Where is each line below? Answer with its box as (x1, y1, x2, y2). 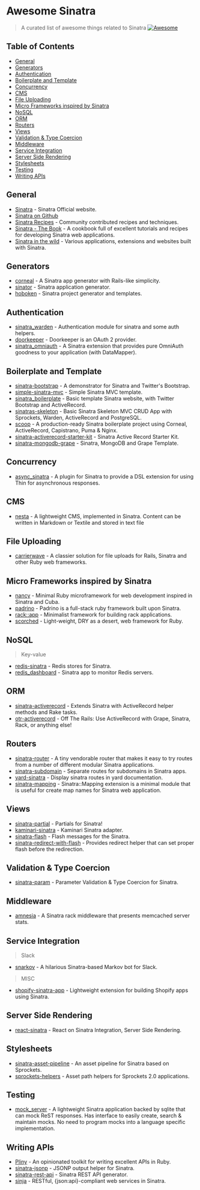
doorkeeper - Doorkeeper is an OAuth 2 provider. (14, 336, 137, 343)
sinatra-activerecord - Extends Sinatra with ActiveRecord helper (14, 702, 174, 709)
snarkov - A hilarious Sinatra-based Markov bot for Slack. (14, 963, 158, 970)
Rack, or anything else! (14, 721, 72, 728)
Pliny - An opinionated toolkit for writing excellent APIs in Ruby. (14, 1158, 171, 1165)
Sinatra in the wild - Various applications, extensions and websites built (14, 237, 192, 244)
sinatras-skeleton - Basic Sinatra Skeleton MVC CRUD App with (14, 408, 172, 415)
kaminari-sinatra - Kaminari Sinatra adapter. (14, 826, 124, 833)
